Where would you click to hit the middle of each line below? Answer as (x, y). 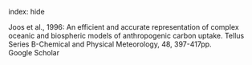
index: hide (27, 12)
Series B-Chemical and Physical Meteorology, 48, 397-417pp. (110, 44)
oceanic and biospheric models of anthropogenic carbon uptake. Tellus (126, 36)
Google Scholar (34, 53)
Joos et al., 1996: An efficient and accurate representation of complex (124, 27)
